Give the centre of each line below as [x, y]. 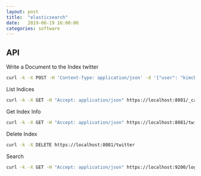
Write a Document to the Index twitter [52, 67]
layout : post [22, 12]
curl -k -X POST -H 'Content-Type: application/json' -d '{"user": [92, 78]
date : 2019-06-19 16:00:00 [42, 23]
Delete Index [22, 134]
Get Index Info [24, 112]
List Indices [20, 89]
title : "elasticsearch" [37, 17]
